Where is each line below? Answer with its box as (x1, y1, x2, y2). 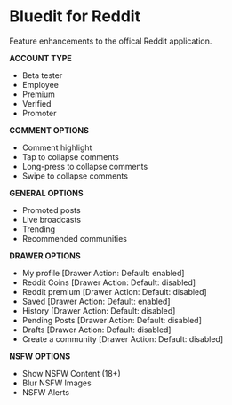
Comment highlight (21, 142, 92, 153)
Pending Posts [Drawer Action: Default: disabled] (21, 314, 202, 325)
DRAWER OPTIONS (9, 250, 82, 261)
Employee (21, 79, 60, 90)
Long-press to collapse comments (21, 161, 148, 171)
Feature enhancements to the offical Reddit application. (9, 36, 212, 46)
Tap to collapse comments (21, 151, 120, 162)
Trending (21, 224, 56, 234)
